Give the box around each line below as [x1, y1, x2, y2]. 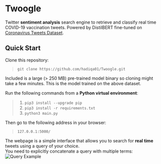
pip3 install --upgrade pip [24, 100, 82, 105]
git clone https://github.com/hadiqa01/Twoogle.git [17, 66, 126, 71]
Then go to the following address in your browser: [5, 119, 107, 126]
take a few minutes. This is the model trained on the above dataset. [5, 80, 141, 86]
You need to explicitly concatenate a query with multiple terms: [5, 148, 133, 154]
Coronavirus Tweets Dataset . [5, 30, 64, 35]
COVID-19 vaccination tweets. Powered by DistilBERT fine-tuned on [5, 24, 142, 30]
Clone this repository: [5, 57, 49, 63]
